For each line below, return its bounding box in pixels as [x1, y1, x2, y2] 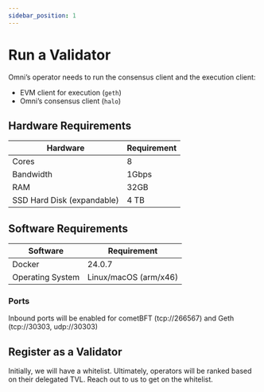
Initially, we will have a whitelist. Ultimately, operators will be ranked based [8, 367, 252, 376]
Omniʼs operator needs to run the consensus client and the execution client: [8, 72, 256, 82]
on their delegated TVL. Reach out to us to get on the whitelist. [8, 375, 213, 384]
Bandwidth [12, 169, 53, 180]
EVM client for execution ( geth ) [19, 87, 122, 97]
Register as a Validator [8, 345, 122, 359]
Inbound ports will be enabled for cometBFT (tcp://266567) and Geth [8, 313, 235, 323]
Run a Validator [8, 45, 111, 64]
